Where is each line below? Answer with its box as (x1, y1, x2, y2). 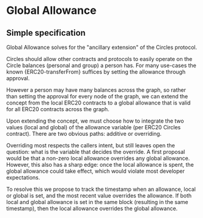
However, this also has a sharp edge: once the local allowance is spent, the (6, 161, 194, 168)
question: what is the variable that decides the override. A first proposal (6, 149, 185, 155)
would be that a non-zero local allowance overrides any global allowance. (6, 155, 190, 162)
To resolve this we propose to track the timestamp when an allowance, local (6, 185, 196, 193)
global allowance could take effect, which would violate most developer (6, 167, 185, 175)
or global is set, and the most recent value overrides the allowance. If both (6, 192, 192, 199)
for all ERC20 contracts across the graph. (6, 106, 110, 112)
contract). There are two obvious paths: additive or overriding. (6, 130, 162, 137)
